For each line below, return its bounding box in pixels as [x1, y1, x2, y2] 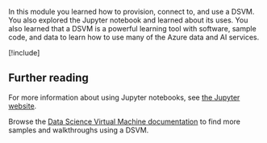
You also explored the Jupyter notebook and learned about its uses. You [8, 15, 248, 25]
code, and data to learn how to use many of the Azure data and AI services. [8, 32, 260, 42]
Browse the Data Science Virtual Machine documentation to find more [8, 116, 240, 126]
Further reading [8, 71, 89, 85]
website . [8, 100, 37, 111]
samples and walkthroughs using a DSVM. [8, 125, 149, 135]
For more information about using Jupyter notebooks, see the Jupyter [8, 92, 240, 102]
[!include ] [8, 48, 40, 57]
